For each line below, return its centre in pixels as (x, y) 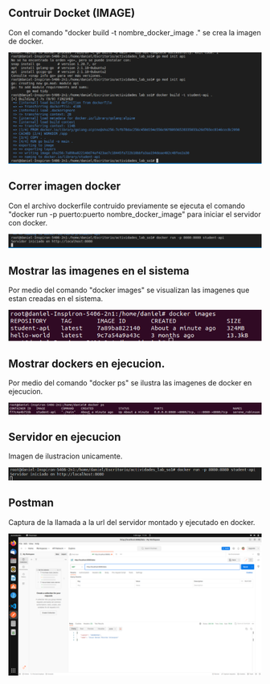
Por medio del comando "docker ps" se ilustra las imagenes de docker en (130, 383)
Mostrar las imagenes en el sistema (99, 271)
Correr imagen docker (65, 187)
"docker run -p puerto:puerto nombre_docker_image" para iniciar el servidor (135, 214)
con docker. (28, 222)
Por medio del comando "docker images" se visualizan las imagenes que (129, 290)
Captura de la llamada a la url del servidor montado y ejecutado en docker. (132, 522)
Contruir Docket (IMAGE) (72, 13)
